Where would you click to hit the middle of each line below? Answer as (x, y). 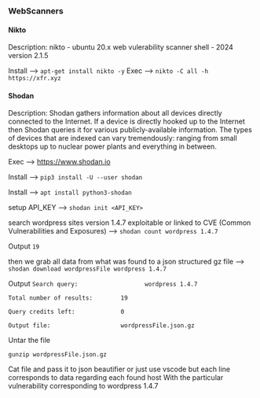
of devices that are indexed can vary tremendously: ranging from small (123, 138)
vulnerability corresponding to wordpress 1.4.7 (83, 386)
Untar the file (29, 341)
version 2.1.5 (28, 56)
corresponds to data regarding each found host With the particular (116, 378)
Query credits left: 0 (66, 312)
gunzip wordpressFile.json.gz (58, 355)
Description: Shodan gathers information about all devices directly (115, 113)
